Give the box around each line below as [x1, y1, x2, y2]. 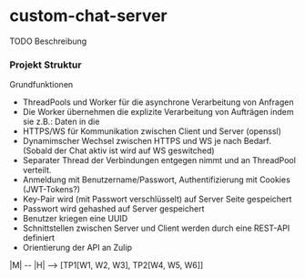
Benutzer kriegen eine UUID [22, 213, 128, 224]
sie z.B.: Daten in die [22, 116, 100, 128]
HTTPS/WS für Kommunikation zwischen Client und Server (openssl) [22, 126, 282, 137]
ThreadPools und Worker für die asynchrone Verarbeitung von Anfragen [22, 97, 294, 108]
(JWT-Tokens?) [22, 184, 80, 195]
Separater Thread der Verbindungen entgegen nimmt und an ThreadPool [22, 155, 296, 166]
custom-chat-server [9, 5, 168, 26]
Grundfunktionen [9, 79, 74, 90]
